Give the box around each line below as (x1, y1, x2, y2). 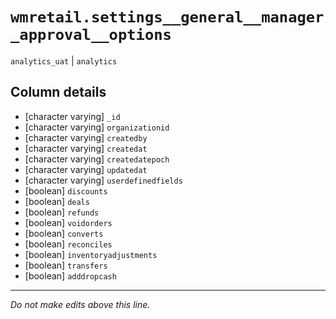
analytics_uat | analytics (10, 54, 118, 67)
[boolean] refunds (24, 206, 100, 218)
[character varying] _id (24, 110, 121, 122)
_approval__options (10, 26, 172, 45)
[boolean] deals (24, 195, 90, 207)
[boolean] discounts (24, 184, 108, 197)
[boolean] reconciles (24, 238, 113, 250)
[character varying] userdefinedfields (24, 174, 183, 186)
